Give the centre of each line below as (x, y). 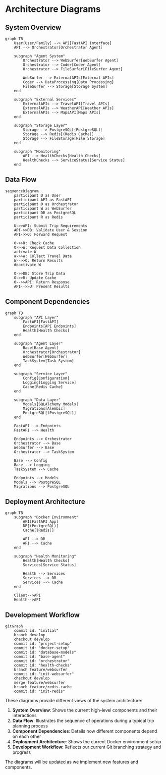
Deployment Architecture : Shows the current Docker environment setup (87, 742)
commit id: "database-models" (45, 653)
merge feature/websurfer (40, 683)
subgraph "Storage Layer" (41, 125)
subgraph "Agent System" (40, 56)
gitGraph (14, 626)
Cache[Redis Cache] (43, 387)
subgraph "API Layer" (36, 317)
